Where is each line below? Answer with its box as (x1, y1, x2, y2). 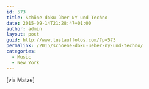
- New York (12, 59, 40, 65)
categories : (6, 48, 37, 54)
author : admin (6, 25, 43, 32)
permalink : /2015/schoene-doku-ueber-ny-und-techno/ (6, 43, 144, 49)
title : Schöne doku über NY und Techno (6, 15, 108, 21)
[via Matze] (6, 76, 35, 84)
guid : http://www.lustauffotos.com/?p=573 (6, 37, 116, 43)
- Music (12, 54, 32, 60)
